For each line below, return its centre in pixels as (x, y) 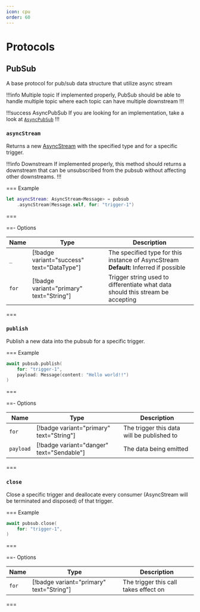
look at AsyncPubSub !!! (33, 119)
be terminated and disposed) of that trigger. (60, 501)
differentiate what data (140, 284)
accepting (122, 299)
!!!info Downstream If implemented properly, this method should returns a (96, 164)
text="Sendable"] (61, 453)
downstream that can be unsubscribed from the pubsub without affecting (96, 170)
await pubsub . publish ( (34, 364)
